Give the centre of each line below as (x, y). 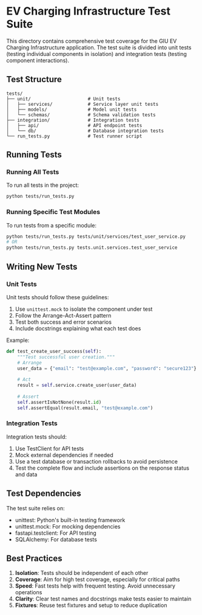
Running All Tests (33, 172)
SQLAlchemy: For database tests (56, 539)
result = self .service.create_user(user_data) (77, 385)
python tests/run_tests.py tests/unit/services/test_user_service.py (96, 236)
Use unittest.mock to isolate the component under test (84, 309)
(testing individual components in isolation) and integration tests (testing (96, 54)
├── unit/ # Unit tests (63, 99)
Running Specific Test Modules (53, 212)
